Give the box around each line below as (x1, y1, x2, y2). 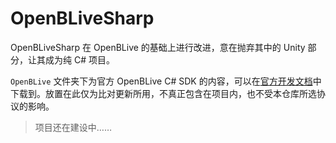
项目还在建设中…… (34, 121, 112, 133)
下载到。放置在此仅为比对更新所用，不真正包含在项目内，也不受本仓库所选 (10, 87, 317, 99)
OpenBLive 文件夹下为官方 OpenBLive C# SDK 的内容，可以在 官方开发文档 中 (10, 75, 322, 87)
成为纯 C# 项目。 (44, 53, 115, 66)
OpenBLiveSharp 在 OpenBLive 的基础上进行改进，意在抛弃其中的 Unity (10, 41, 306, 53)
